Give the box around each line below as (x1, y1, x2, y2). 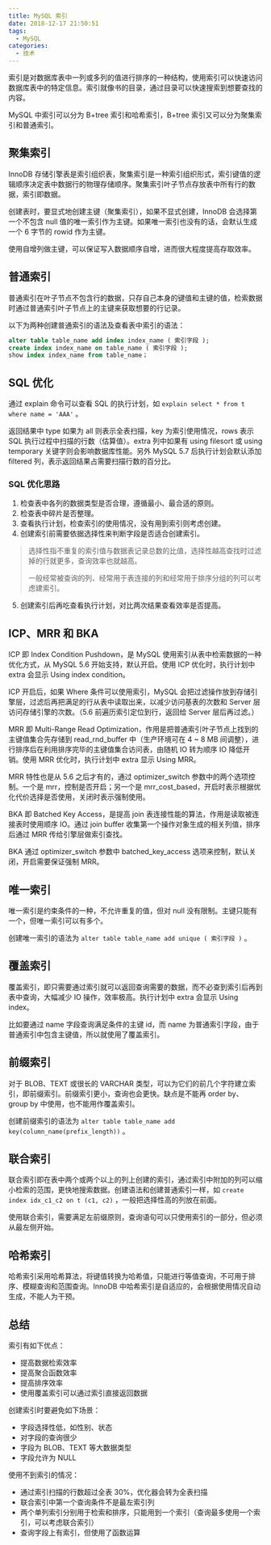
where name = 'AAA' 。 (8, 409, 83, 419)
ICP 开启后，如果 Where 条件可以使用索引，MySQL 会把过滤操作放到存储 (8, 687, 252, 696)
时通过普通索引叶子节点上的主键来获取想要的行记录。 (8, 303, 186, 312)
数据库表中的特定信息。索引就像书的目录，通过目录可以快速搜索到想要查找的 (8, 83, 263, 92)
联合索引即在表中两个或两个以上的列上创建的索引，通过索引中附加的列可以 (8, 1175, 256, 1185)
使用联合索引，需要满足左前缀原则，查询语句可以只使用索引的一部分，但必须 (8, 1213, 263, 1222)
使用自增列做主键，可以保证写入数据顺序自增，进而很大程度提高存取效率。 (8, 243, 256, 253)
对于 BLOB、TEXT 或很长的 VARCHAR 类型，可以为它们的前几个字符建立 (8, 1078, 249, 1088)
